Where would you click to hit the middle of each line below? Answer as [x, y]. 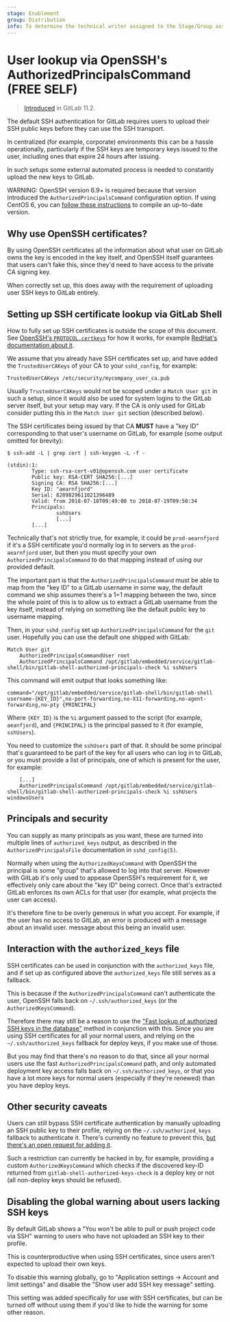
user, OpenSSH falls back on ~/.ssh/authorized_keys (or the [92, 1000]
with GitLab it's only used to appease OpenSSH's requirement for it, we [107, 877]
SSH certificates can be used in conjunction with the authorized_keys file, [111, 965]
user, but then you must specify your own [98, 552]
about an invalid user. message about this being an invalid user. [97, 927]
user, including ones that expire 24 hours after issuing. [84, 157]
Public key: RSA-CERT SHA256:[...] [82, 477]
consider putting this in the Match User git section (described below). [105, 412]
